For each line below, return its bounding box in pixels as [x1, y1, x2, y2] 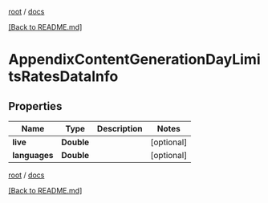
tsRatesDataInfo [8, 67, 119, 86]
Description [96, 124, 143, 134]
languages [12, 150, 54, 160]
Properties [8, 99, 63, 113]
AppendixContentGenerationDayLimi [8, 51, 261, 69]
